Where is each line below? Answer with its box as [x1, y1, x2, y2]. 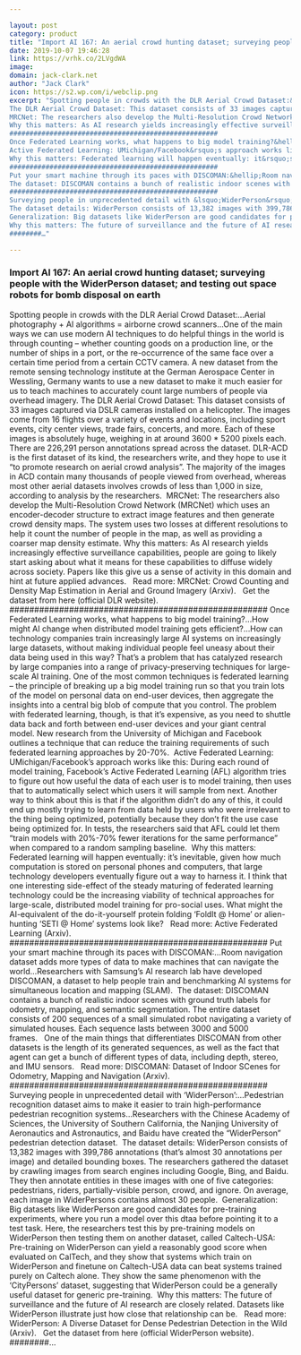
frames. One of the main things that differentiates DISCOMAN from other [9, 1032, 282, 1043]
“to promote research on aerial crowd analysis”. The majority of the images [9, 461, 286, 472]
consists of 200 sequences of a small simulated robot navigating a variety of [9, 1013, 292, 1024]
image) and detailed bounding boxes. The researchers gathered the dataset [9, 1156, 288, 1167]
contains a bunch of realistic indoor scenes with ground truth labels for [9, 994, 271, 1005]
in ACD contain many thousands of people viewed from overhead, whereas [9, 471, 287, 482]
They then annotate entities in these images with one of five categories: [9, 1175, 274, 1186]
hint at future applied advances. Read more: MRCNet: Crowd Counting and [9, 575, 289, 587]
